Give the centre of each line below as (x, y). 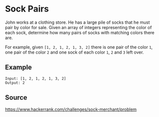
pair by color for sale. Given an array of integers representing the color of (79, 27)
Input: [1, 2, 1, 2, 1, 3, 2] (36, 78)
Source (16, 98)
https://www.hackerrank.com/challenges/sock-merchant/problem (71, 109)
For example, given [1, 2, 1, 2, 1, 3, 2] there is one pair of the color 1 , (79, 47)
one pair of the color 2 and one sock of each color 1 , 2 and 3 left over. (75, 52)
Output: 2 (15, 83)
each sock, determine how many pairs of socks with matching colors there (80, 32)
